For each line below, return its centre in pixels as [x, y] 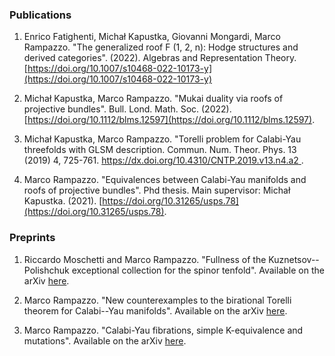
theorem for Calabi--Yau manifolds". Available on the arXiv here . [155, 310]
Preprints [32, 238]
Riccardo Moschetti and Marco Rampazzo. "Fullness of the [145, 259]
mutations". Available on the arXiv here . [105, 340]
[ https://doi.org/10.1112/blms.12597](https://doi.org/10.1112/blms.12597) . [169, 120]
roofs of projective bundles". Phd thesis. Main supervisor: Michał [157, 190]
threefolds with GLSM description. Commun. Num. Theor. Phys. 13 [160, 150]
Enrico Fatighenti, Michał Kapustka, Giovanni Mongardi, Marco [152, 37]
